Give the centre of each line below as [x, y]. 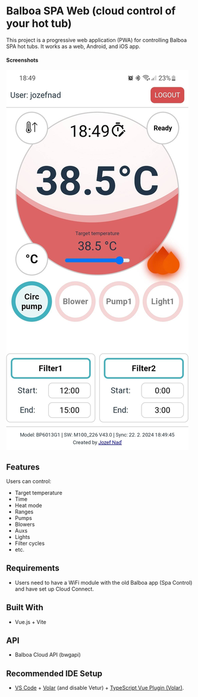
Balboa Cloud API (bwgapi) [48, 655]
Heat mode [29, 505]
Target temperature [38, 493]
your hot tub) [39, 23]
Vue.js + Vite [30, 622]
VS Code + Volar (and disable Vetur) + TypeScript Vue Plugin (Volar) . [99, 688]
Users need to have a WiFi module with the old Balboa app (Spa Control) [103, 582]
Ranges [24, 512]
